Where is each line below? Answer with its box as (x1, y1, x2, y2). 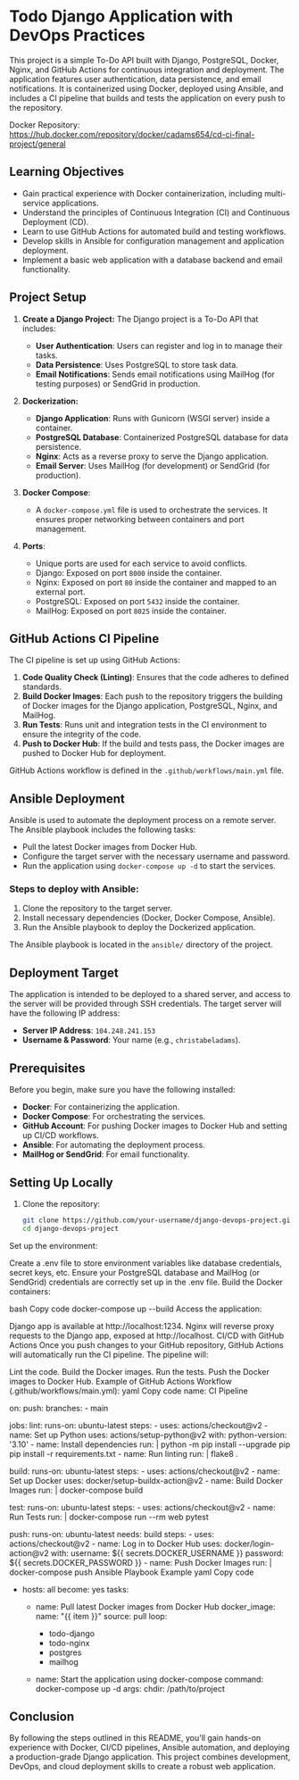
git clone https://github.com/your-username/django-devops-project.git (21, 1216, 295, 1225)
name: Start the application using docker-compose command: (35, 1674, 264, 1684)
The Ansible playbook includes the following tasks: (9, 824, 196, 836)
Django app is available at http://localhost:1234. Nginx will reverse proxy (9, 1320, 275, 1331)
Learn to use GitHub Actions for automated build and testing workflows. (21, 226, 287, 237)
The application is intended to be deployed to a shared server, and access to (9, 989, 291, 1000)
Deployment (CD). (21, 216, 89, 227)
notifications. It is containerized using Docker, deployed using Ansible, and (9, 83, 284, 94)
